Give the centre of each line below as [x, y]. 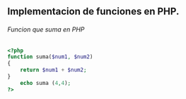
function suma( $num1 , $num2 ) [50, 57]
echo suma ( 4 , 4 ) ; [46, 83]
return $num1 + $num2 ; [53, 70]
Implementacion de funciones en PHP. [93, 12]
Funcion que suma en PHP [46, 29]
